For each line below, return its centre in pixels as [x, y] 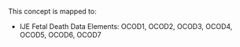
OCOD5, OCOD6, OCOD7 [61, 35]
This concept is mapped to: [52, 11]
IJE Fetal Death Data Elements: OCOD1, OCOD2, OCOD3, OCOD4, [126, 26]
